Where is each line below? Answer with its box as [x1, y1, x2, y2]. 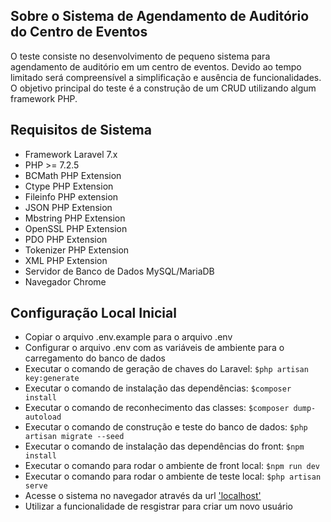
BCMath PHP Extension [24, 169, 122, 181]
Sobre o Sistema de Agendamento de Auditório [10, 8, 310, 25]
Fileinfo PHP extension [24, 190, 119, 203]
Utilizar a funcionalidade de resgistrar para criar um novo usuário [24, 500, 293, 513]
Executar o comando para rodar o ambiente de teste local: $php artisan [24, 470, 322, 483]
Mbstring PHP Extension [24, 212, 126, 224]
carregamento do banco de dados [24, 352, 166, 364]
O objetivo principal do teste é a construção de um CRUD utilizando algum [10, 82, 317, 94]
